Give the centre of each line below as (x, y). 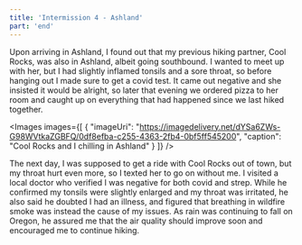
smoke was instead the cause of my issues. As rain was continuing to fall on (151, 211)
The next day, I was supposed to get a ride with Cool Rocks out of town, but (151, 163)
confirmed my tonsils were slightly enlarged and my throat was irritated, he (149, 192)
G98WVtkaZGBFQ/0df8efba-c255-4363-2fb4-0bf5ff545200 (123, 136)
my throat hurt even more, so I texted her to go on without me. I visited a (144, 173)
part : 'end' (32, 26)
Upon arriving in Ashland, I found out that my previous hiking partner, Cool (148, 51)
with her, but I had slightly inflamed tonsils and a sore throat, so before (141, 71)
